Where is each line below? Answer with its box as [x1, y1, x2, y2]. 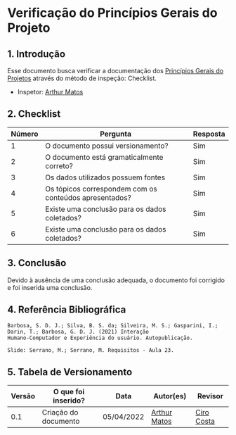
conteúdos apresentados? [45, 192, 131, 202]
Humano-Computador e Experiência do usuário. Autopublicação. [7, 334, 193, 342]
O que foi [53, 387, 85, 397]
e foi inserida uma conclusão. [7, 283, 93, 291]
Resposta [192, 129, 225, 139]
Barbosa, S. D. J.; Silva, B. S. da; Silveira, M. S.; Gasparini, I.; [7, 322, 218, 329]
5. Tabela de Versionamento [7, 366, 133, 378]
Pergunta [100, 129, 132, 139]
